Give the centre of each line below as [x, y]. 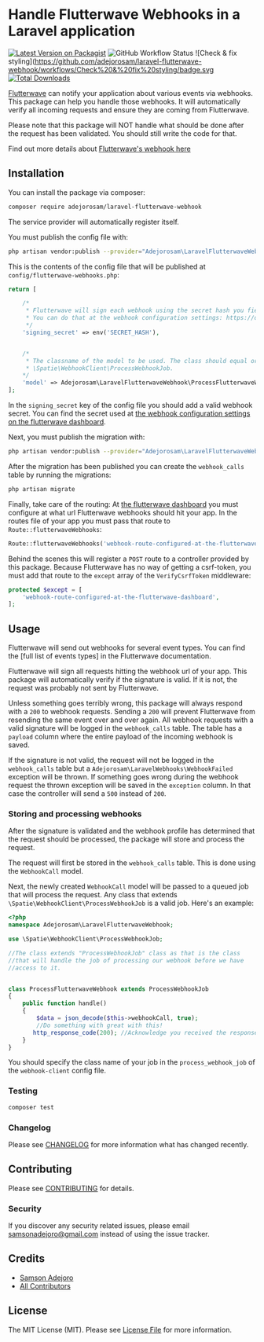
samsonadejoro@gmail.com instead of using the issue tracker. [109, 1234]
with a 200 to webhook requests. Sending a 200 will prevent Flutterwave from [132, 712]
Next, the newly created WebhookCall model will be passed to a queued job [128, 886]
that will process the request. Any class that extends [93, 895]
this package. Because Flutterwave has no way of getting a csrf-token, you [130, 566]
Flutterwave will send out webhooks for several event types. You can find [127, 648]
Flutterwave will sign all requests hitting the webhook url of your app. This [128, 671]
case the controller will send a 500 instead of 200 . [87, 794]
